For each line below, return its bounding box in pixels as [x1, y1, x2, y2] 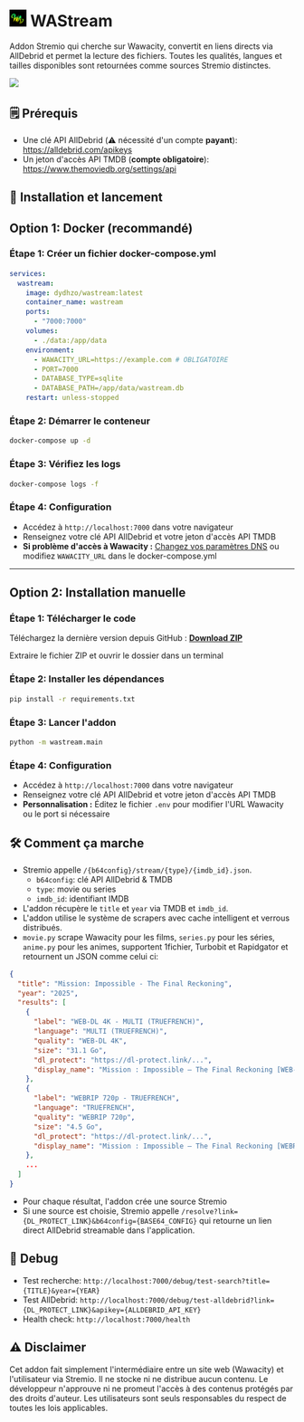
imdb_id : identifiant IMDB [35, 892, 129, 904]
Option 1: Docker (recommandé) [9, 220, 193, 235]
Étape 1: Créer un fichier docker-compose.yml [9, 247, 217, 260]
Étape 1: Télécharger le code [9, 612, 137, 625]
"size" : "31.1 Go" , [33, 1045, 107, 1055]
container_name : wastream [25, 298, 124, 307]
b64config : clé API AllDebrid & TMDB [35, 873, 174, 884]
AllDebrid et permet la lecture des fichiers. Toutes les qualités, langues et [9, 50, 282, 61]
